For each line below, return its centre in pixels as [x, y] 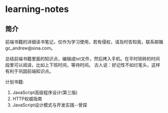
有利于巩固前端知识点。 [29, 71]
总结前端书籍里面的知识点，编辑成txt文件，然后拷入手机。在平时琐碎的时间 [83, 59]
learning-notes [37, 9]
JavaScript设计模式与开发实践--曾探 [50, 105]
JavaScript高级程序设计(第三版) [45, 92]
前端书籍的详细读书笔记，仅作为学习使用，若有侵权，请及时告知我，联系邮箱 [84, 42]
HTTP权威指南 [27, 99]
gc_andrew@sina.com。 [30, 48]
